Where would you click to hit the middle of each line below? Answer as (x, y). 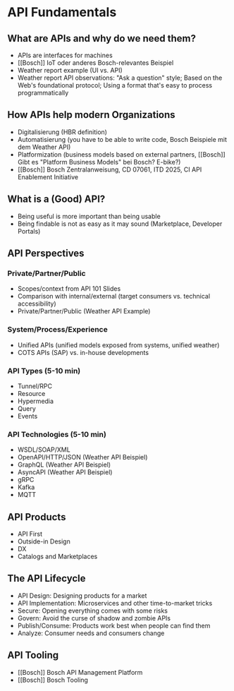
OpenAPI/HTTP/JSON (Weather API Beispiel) (82, 457)
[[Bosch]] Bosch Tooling (53, 680)
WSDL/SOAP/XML (44, 450)
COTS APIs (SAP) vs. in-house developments (83, 352)
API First (30, 534)
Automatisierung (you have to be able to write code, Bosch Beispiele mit (122, 139)
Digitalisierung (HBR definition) (62, 132)
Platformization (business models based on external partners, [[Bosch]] (121, 154)
